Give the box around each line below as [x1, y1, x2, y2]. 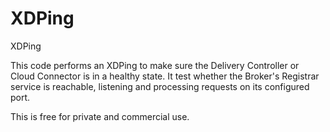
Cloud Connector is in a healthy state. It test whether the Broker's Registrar [10, 70, 320, 82]
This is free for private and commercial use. [10, 110, 190, 122]
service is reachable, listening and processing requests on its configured [10, 80, 310, 92]
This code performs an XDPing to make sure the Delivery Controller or [10, 59, 300, 71]
